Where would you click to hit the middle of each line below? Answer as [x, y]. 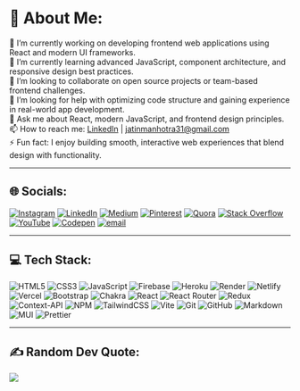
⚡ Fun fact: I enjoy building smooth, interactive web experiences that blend [146, 142]
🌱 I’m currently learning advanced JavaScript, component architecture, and [148, 62]
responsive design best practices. [71, 71]
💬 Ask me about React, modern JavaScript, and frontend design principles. [147, 119]
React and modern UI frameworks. [73, 52]
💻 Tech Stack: [50, 260]
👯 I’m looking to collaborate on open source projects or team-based [134, 80]
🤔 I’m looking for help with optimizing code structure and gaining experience [150, 100]
